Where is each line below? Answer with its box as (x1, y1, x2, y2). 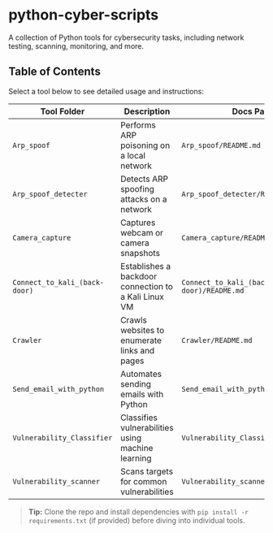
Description (123, 106, 171, 117)
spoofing (120, 183, 154, 194)
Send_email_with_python (12, 384, 105, 393)
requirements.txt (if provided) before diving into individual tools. (28, 515, 245, 525)
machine (120, 442, 154, 453)
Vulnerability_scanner (12, 477, 100, 486)
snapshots (120, 247, 161, 258)
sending (120, 378, 152, 389)
